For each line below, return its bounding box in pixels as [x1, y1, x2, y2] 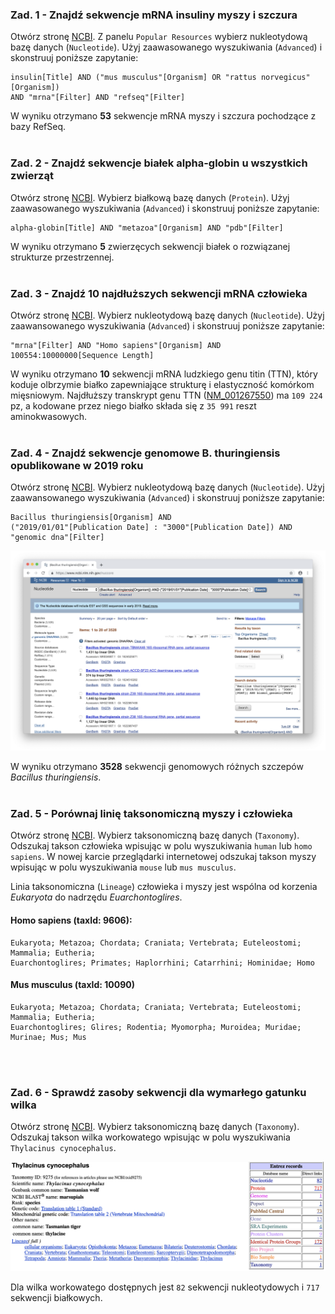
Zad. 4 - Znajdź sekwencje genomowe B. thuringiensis [10, 446, 281, 460]
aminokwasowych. [10, 410, 88, 422]
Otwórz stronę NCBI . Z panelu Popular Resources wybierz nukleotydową [10, 31, 308, 43]
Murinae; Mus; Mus [10, 1032, 87, 1042]
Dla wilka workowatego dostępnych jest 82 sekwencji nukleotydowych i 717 [10, 1281, 320, 1293]
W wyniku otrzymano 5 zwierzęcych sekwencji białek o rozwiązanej [10, 240, 291, 252]
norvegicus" [260, 73, 311, 83]
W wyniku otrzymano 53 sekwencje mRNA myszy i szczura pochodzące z [10, 110, 317, 122]
